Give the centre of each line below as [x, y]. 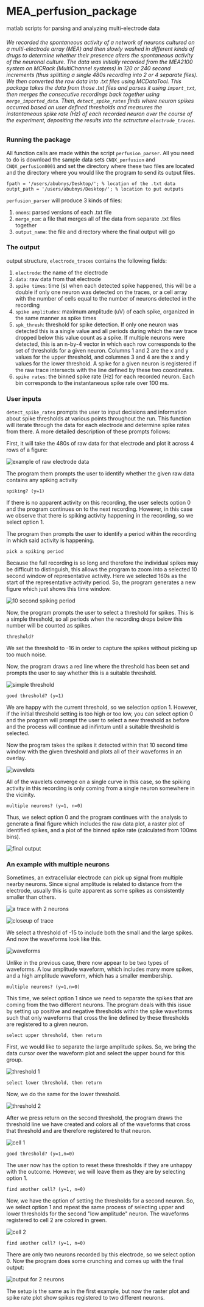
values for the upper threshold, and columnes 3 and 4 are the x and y [102, 357]
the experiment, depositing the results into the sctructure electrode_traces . [101, 120]
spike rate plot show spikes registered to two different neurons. [86, 1298]
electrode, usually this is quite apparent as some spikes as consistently [95, 891]
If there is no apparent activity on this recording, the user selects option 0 [98, 503]
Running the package [39, 140]
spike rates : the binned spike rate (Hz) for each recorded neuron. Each [105, 376]
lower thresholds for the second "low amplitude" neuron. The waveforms [98, 1214]
